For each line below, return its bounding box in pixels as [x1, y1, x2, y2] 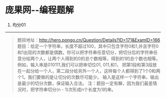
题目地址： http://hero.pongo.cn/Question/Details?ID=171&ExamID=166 [17, 37, 161, 43]
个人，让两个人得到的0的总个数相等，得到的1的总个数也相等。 [34, 55, 161, 61]
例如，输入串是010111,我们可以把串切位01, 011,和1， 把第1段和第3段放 [17, 61, 157, 67]
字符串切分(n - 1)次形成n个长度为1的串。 [34, 86, 116, 92]
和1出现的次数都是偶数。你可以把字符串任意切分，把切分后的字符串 [17, 49, 154, 55]
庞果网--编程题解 [5, 4, 74, 16]
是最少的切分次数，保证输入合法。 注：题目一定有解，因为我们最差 [17, 80, 153, 86]
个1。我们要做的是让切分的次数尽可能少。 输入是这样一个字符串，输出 [17, 74, 159, 80]
